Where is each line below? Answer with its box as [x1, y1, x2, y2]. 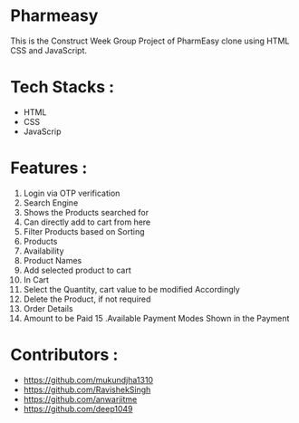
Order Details [23, 303, 73, 313]
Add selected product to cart [23, 264, 131, 275]
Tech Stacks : [10, 77, 115, 98]
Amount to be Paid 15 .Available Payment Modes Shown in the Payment [23, 312, 290, 323]
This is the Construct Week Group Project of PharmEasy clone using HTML [10, 35, 290, 46]
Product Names [23, 255, 82, 265]
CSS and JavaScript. [10, 44, 88, 55]
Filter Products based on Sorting [23, 226, 145, 236]
